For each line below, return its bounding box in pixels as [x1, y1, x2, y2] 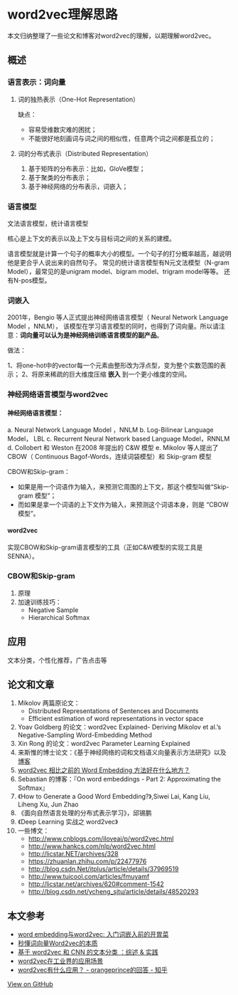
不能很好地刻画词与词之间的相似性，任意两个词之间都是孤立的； [28, 134, 215, 142]
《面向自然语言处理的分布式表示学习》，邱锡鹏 [17, 809, 152, 817]
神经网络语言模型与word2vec [7, 389, 109, 399]
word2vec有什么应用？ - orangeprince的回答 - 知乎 [17, 966, 168, 974]
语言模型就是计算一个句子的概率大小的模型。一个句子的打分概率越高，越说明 [7, 249, 232, 258]
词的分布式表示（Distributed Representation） [17, 149, 153, 157]
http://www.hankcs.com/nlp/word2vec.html [28, 842, 156, 851]
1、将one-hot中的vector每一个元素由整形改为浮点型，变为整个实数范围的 [7, 361, 220, 370]
